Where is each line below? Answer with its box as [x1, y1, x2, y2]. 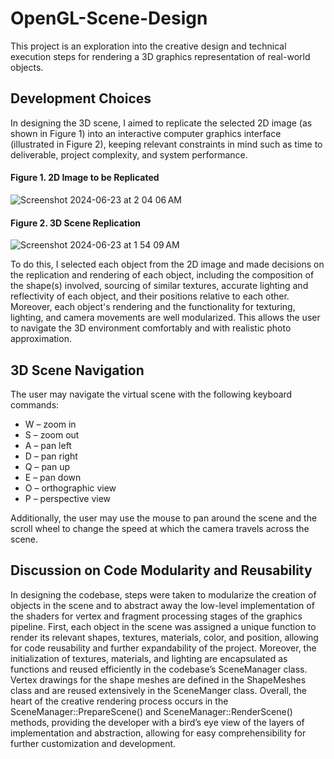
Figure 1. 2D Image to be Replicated [10, 172, 160, 184]
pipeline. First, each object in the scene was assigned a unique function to [10, 620, 317, 632]
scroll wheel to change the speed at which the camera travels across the [10, 522, 310, 534]
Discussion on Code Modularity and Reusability [10, 562, 313, 579]
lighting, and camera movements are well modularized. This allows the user [10, 312, 321, 324]
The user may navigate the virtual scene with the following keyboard [10, 388, 293, 400]
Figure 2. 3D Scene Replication [10, 217, 142, 229]
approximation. [10, 333, 72, 345]
